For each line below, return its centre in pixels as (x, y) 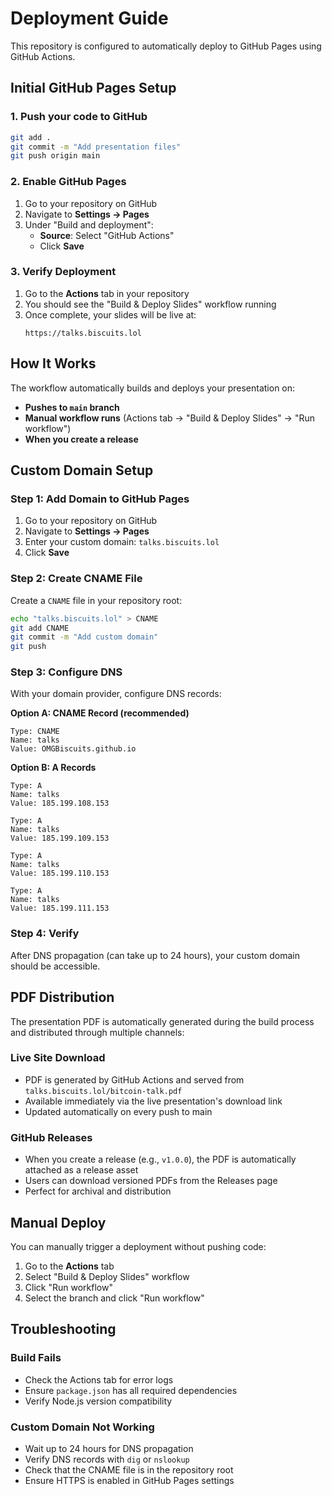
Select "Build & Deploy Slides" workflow (107, 1276)
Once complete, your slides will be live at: (110, 314)
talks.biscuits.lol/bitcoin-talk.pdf (103, 1091)
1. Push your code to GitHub (79, 117)
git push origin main (55, 156)
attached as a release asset (81, 1170)
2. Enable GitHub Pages (68, 182)
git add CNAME (40, 628)
